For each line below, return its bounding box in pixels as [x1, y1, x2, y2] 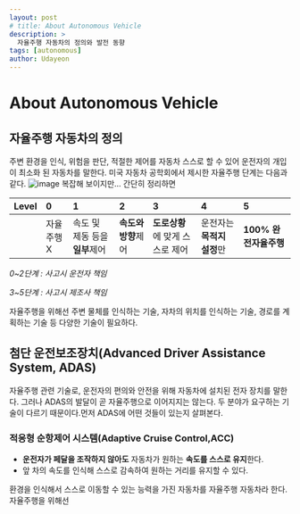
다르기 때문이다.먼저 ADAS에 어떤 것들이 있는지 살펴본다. [25, 407, 223, 418]
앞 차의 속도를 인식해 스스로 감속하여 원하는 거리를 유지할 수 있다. [21, 465, 248, 476]
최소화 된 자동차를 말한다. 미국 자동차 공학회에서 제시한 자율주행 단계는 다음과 [18, 167, 288, 178]
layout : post [9, 12, 58, 22]
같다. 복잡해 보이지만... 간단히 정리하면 [9, 178, 177, 188]
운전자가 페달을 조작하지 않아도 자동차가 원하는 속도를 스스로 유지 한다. [21, 454, 264, 465]
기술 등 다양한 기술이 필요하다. [32, 318, 138, 327]
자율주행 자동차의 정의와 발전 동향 [17, 37, 126, 47]
